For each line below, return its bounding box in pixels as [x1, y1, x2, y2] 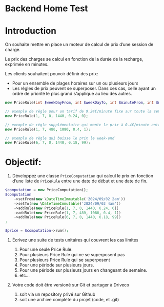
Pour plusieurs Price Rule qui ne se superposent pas [19, 252, 125, 258]
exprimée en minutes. [5, 62, 49, 67]
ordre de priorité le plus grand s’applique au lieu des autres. [12, 91, 132, 97]
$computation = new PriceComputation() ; [5, 188, 89, 193]
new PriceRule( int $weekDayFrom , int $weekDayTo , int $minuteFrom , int [5, 100, 154, 105]
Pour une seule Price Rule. [19, 246, 73, 252]
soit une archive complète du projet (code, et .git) [19, 297, 119, 303]
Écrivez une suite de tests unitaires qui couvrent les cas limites [12, 237, 139, 243]
